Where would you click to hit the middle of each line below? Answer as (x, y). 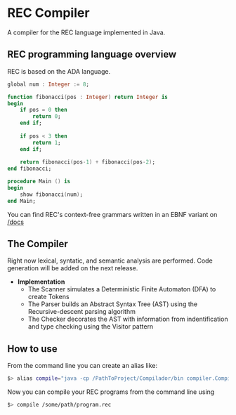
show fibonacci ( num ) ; (51, 195)
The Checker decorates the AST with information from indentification (128, 319)
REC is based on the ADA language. (59, 71)
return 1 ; (47, 143)
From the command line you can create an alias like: (83, 366)
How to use (32, 349)
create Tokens (48, 297)
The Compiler (38, 244)
